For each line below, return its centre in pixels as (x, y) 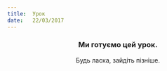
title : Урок (26, 14)
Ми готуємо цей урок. (118, 45)
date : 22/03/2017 (36, 20)
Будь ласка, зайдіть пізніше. (118, 60)
